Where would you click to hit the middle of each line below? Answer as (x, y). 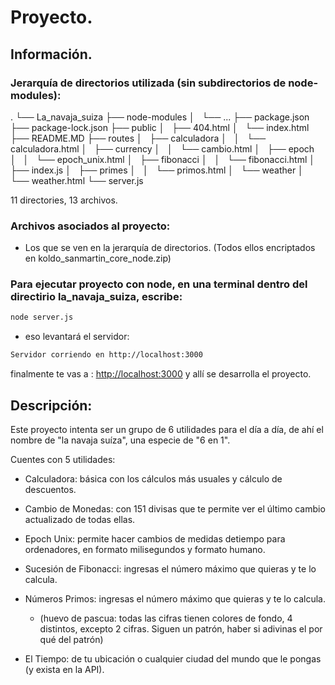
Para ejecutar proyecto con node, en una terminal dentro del (159, 284)
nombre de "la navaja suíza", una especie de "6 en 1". (120, 440)
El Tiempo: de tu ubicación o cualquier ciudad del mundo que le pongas (173, 659)
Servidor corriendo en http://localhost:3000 (106, 355)
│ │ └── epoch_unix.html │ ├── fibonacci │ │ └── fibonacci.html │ (163, 159)
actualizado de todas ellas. (80, 520)
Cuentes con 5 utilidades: (63, 460)
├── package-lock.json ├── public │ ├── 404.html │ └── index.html (160, 127)
